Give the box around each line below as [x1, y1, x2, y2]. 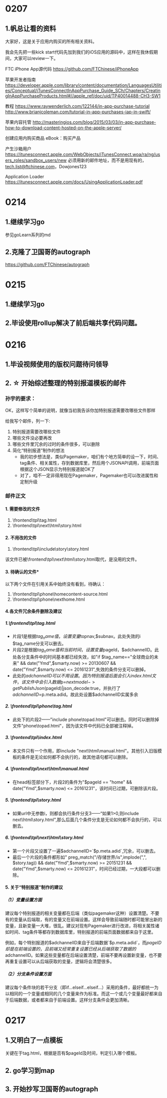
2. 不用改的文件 [5, 534, 37, 541]
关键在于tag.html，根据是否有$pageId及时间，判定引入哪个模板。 [5, 1050, 140, 1056]
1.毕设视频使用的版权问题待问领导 [5, 360, 109, 369]
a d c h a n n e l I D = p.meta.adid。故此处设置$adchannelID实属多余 [12, 691, 139, 697]
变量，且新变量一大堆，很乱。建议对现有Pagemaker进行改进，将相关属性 [5, 923, 156, 929]
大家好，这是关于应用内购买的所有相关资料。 [5, 39, 97, 44]
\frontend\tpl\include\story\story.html [12, 546, 89, 552]
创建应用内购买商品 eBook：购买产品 [5, 135, 81, 141]
